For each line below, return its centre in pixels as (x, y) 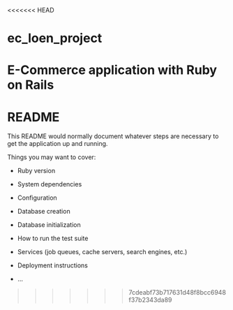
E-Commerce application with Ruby (112, 70)
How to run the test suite (53, 238)
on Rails (31, 85)
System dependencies (50, 184)
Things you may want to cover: (52, 157)
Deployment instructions (53, 265)
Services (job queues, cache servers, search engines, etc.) (102, 252)
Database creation (44, 212)
